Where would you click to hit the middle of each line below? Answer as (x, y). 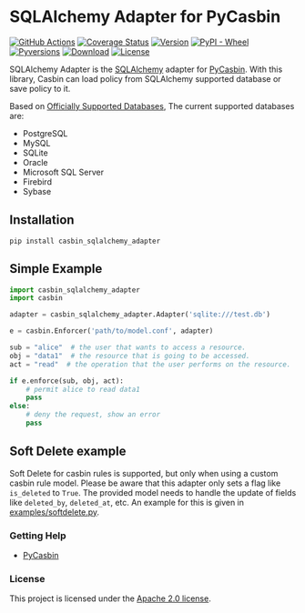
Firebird (37, 181)
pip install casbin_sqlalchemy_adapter (85, 241)
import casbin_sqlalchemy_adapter (75, 290)
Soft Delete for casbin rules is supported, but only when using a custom (144, 473)
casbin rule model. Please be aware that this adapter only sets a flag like (145, 483)
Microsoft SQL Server (63, 172)
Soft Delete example (68, 452)
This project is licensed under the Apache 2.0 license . (110, 598)
